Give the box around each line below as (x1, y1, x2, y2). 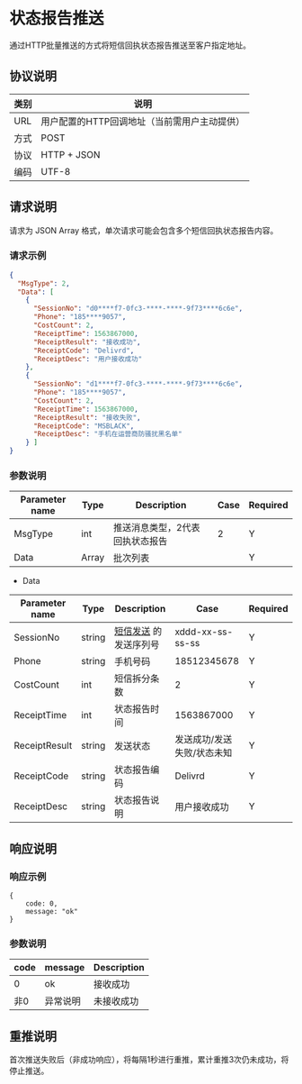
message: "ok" (25, 907, 78, 916)
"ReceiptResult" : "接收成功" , (32, 337, 141, 347)
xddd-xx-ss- (174, 625, 234, 638)
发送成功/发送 (174, 733, 233, 746)
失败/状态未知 (174, 747, 233, 760)
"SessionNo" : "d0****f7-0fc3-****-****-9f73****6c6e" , (32, 304, 244, 314)
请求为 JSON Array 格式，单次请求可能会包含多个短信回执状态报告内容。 (9, 224, 279, 235)
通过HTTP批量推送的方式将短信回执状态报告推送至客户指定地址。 (9, 40, 252, 50)
